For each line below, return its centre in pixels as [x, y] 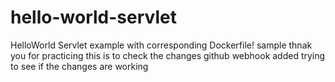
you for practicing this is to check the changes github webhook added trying [168, 55]
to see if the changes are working [79, 66]
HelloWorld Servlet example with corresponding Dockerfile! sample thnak [161, 45]
